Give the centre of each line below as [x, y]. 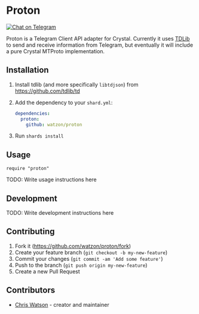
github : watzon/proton [54, 124]
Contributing [30, 232]
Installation [27, 70]
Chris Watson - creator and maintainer [62, 304]
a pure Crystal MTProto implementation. [56, 51]
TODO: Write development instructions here [60, 213]
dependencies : [32, 113]
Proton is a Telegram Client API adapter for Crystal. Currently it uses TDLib [98, 38]
